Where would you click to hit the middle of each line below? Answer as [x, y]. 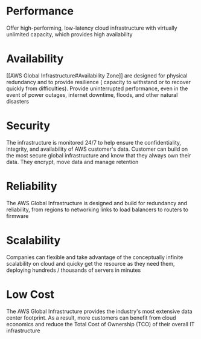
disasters [18, 101]
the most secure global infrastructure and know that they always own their [99, 155]
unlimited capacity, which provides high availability [69, 34]
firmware [18, 216]
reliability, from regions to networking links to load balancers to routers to [97, 209]
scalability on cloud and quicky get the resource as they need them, [91, 263]
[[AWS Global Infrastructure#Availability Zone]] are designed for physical [97, 75]
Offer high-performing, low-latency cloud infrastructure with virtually [92, 28]
